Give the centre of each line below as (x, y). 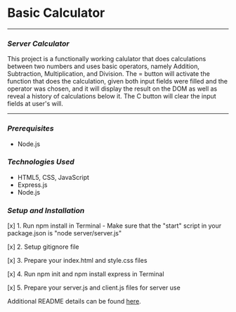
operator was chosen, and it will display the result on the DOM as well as (112, 89)
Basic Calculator (56, 13)
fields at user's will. (35, 104)
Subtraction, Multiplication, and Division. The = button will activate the (109, 74)
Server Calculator (38, 44)
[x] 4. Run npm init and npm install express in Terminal (86, 274)
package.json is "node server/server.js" (65, 233)
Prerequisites (31, 129)
